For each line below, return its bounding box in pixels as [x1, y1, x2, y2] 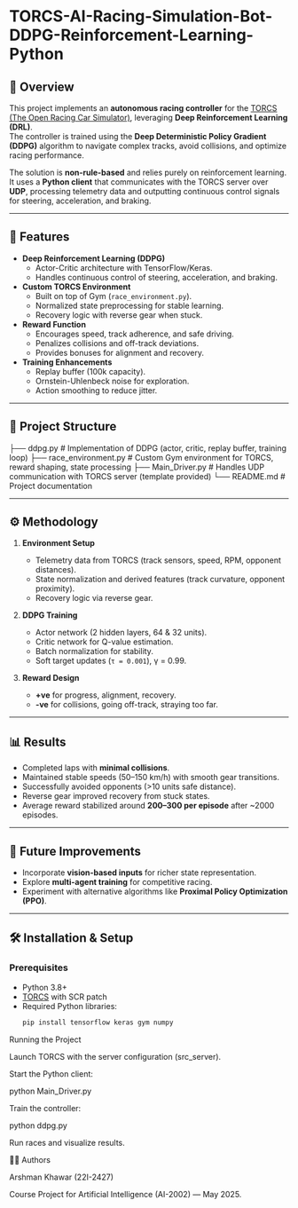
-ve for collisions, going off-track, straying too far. [35, 699, 219, 710]
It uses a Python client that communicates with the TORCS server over [9, 177, 269, 187]
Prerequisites [9, 961, 68, 974]
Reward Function [21, 319, 87, 329]
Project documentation [9, 480, 93, 491]
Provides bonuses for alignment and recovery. [35, 347, 204, 358]
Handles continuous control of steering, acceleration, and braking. [35, 272, 278, 282]
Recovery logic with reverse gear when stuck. [35, 309, 203, 320]
